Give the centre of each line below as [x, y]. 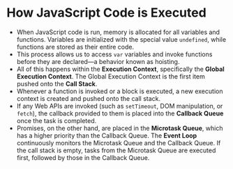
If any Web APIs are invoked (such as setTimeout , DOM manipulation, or [120, 106]
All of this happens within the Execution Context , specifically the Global [120, 69]
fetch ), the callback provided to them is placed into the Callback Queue [120, 113]
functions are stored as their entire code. [75, 47]
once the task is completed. [57, 120]
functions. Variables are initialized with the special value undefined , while [121, 39]
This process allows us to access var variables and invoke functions [114, 54]
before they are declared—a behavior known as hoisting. [98, 61]
